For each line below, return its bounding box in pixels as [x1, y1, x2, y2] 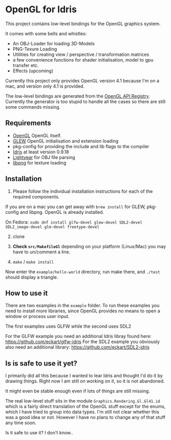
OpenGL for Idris [5, 4, 77, 15]
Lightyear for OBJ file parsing [12, 154, 75, 160]
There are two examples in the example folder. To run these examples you [5, 303, 160, 309]
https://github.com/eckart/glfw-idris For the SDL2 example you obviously [5, 338, 160, 345]
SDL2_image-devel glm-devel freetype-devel [5, 224, 100, 229]
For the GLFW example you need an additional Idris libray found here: [5, 333, 152, 339]
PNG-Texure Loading [12, 46, 57, 52]
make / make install [12, 258, 54, 265]
